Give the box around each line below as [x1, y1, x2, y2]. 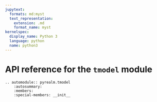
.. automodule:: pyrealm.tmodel [5, 80, 70, 85]
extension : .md [14, 20, 45, 26]
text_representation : [9, 16, 53, 21]
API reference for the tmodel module [5, 64, 153, 75]
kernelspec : [5, 29, 29, 34]
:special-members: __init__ [14, 92, 70, 97]
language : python [9, 39, 45, 44]
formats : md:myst [9, 12, 45, 16]
